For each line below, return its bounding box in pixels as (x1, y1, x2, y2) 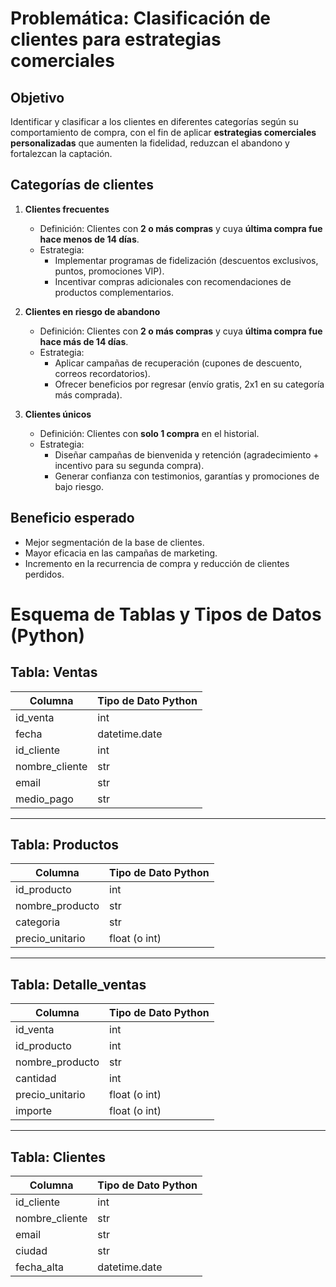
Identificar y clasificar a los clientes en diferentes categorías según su (10, 116, 299, 127)
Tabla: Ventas (10, 664, 98, 681)
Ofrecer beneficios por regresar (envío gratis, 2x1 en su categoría (54, 378, 325, 390)
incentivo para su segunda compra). (54, 459, 205, 471)
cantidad (15, 1072, 57, 1086)
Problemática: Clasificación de (10, 7, 272, 30)
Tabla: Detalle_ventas (10, 976, 147, 993)
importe (15, 1104, 52, 1118)
